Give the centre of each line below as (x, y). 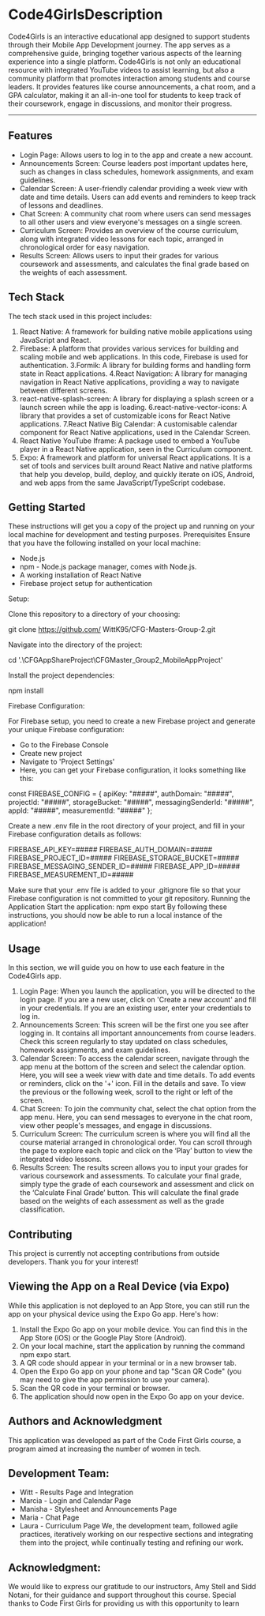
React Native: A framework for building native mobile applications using (136, 331)
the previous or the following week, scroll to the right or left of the (126, 1092)
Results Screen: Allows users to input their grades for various (119, 255)
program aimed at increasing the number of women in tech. (105, 1449)
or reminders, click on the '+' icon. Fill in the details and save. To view (133, 1084)
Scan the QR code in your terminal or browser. (95, 1388)
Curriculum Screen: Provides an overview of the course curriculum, (129, 230)
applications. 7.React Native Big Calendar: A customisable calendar (129, 423)
